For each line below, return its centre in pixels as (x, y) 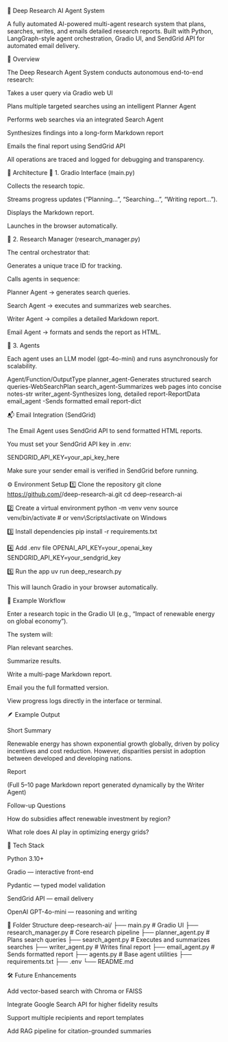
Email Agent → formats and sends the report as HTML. (84, 332)
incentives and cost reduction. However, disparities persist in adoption (106, 751)
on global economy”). (38, 621)
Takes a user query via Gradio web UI (60, 93)
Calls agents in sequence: (43, 279)
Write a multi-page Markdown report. (60, 674)
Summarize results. (34, 661)
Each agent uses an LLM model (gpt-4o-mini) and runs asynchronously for (113, 359)
